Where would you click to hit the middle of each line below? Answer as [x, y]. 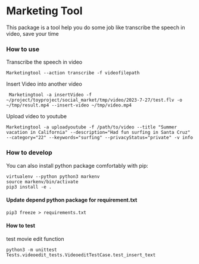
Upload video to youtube [37, 117]
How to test [21, 226]
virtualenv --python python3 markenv [53, 177]
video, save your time [32, 33]
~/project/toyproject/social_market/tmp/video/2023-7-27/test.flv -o [94, 100]
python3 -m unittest [32, 250]
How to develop [29, 153]
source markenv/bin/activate [42, 182]
